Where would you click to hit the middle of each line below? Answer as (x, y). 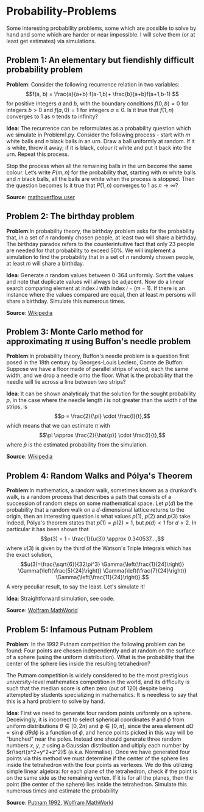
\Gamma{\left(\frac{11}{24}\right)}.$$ (102, 577)
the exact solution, (30, 555)
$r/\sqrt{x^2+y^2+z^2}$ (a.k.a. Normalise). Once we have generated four (98, 752)
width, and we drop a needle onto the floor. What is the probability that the (100, 375)
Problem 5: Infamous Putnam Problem (80, 630)
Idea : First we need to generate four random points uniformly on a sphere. (100, 713)
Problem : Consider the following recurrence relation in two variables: (93, 84)
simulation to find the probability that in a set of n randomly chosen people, (100, 256)
